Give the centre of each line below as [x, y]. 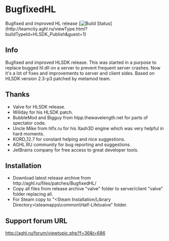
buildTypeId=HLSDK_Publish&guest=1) [46, 34]
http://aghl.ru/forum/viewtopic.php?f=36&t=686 [55, 233]
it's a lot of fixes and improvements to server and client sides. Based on [80, 73]
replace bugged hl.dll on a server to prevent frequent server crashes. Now [83, 67]
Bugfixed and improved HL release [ [43, 23]
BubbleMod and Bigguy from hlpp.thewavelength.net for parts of [80, 117]
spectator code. [29, 123]
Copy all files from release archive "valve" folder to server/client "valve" [88, 189]
